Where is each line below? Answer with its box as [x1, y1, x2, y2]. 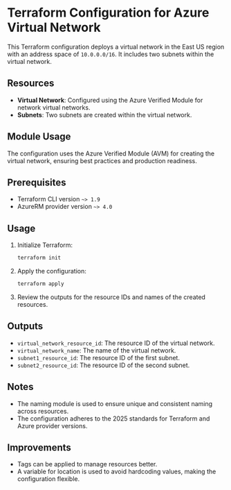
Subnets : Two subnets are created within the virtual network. [17, 110, 192, 119]
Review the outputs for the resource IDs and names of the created [17, 293, 206, 301]
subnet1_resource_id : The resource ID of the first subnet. [17, 353, 180, 362]
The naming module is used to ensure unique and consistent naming [17, 399, 213, 407]
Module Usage [7, 130, 71, 143]
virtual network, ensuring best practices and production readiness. [7, 156, 197, 164]
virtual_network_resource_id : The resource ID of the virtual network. [17, 339, 215, 347]
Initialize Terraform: [17, 241, 73, 249]
